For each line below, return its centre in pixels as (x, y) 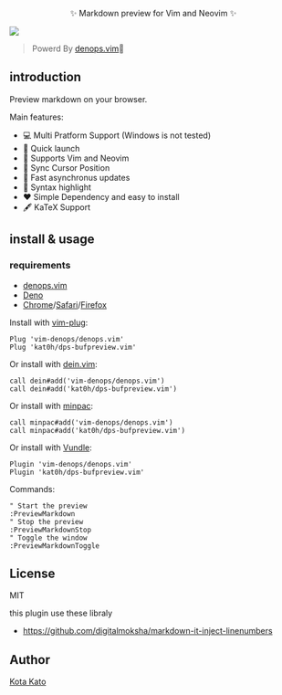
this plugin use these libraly (61, 613)
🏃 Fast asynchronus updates (76, 177)
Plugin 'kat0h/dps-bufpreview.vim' (77, 472)
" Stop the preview (47, 521)
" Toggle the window (49, 538)
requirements (40, 266)
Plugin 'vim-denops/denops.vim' (71, 464)
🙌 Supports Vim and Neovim (76, 158)
